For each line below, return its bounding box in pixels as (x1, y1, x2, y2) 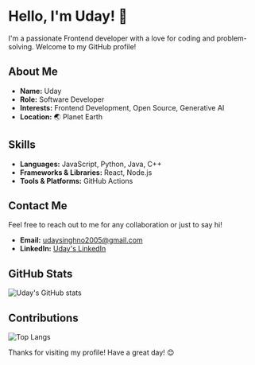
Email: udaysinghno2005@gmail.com (19, 235, 143, 245)
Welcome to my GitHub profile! (35, 41, 137, 51)
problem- (216, 33, 248, 43)
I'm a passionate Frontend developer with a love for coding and (8, 33, 215, 43)
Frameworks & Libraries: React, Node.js (19, 167, 153, 177)
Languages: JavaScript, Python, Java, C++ (19, 159, 162, 169)
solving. (8, 41, 34, 51)
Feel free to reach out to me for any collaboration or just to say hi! (8, 220, 222, 230)
